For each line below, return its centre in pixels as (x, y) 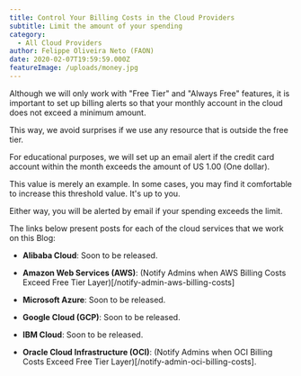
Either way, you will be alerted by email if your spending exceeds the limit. (146, 210)
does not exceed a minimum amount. (78, 112)
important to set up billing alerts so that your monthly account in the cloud (146, 103)
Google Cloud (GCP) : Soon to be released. (102, 317)
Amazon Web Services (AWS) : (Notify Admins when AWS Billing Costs (154, 273)
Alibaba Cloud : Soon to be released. (90, 255)
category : (28, 34)
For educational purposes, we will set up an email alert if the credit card (142, 157)
